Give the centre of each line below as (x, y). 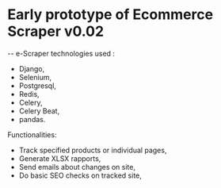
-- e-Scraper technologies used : (61, 53)
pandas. (32, 119)
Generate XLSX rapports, (60, 158)
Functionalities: (32, 134)
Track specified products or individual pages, (93, 150)
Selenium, (35, 77)
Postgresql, (38, 86)
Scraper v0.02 (56, 31)
